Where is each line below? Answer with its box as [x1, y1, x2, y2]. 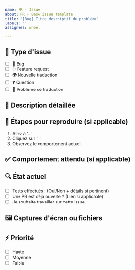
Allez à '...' [12, 131, 33, 136]
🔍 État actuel [5, 172, 46, 181]
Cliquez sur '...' [12, 135, 42, 142]
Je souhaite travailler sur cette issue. [12, 199, 86, 204]
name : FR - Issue [5, 7, 40, 12]
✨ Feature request [12, 67, 49, 72]
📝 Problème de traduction [12, 87, 64, 92]
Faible [12, 260, 25, 266]
